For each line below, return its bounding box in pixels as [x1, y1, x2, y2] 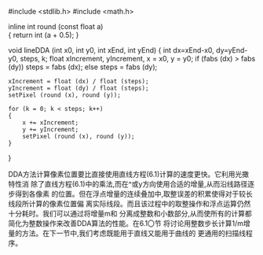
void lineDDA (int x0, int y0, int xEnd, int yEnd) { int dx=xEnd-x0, [8, 46, 214, 54]
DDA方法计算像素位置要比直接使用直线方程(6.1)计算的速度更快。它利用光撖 [8, 169, 250, 179]
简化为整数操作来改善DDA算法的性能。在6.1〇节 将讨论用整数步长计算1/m [8, 219, 244, 227]
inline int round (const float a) [8, 22, 104, 31]
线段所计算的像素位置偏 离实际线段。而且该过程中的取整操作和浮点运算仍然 [8, 199, 251, 208]
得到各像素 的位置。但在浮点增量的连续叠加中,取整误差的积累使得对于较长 [14, 189, 253, 198]
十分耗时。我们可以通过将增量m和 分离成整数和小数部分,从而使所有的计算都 [8, 209, 253, 218]
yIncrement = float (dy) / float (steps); [8, 84, 149, 92]
